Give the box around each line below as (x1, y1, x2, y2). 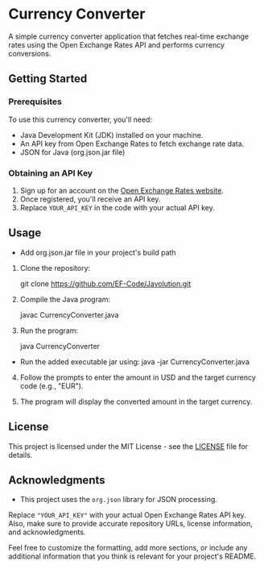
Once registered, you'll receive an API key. (19, 194, 161, 204)
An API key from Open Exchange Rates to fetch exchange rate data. (19, 139, 245, 148)
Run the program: (19, 326, 79, 335)
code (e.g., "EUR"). (19, 380, 84, 391)
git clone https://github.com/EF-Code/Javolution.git (19, 279, 192, 289)
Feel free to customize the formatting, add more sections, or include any (8, 543, 248, 553)
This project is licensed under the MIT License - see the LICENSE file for (8, 441, 248, 451)
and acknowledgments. (8, 527, 86, 537)
